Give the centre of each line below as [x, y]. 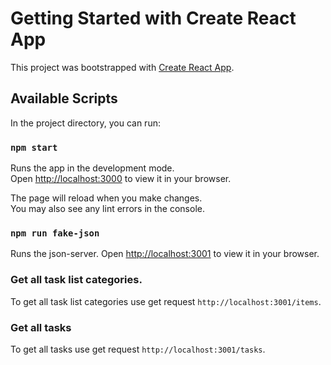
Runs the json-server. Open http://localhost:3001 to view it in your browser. [165, 254]
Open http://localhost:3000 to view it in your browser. [121, 179]
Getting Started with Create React [153, 18]
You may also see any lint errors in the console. [107, 209]
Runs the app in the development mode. [92, 168]
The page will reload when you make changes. [106, 198]
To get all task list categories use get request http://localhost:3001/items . [166, 301]
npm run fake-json [55, 233]
